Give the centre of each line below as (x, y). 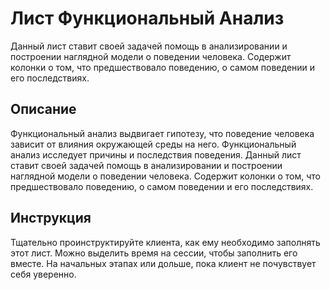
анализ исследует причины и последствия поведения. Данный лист (156, 154)
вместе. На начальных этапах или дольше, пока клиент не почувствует (163, 263)
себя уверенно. (43, 274)
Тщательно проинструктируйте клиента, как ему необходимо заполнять (165, 242)
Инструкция (51, 218)
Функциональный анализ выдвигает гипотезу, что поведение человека (162, 133)
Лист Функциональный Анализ (147, 18)
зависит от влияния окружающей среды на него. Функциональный (153, 144)
